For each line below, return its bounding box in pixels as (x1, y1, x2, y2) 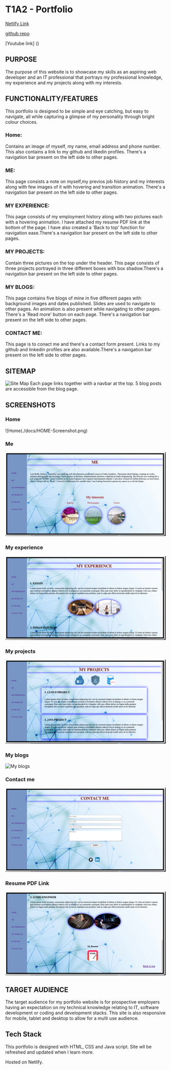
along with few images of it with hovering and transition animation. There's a (5, 184, 165, 190)
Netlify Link (5, 20, 30, 27)
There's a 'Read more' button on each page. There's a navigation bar (5, 311, 150, 317)
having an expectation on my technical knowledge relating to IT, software (5, 1005, 159, 1011)
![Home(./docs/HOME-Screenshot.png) (5, 427, 88, 434)
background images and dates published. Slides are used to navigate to (5, 301, 156, 307)
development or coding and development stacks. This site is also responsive (5, 1010, 166, 1016)
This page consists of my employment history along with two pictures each (5, 214, 163, 220)
